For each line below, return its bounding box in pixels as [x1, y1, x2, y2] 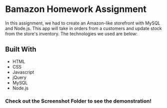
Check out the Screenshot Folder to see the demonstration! [5, 97, 152, 104]
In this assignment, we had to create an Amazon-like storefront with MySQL [5, 20, 161, 26]
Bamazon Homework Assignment [5, 3, 147, 15]
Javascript [12, 69, 34, 75]
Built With [5, 45, 36, 53]
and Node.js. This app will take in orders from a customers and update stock [5, 25, 162, 31]
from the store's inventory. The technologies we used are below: [5, 30, 138, 36]
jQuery [12, 74, 26, 80]
